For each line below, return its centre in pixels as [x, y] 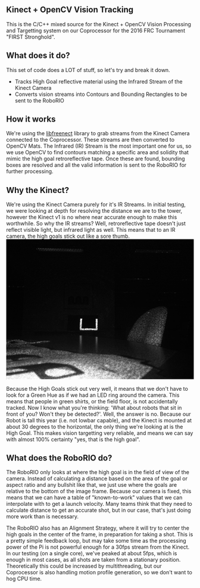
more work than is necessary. [43, 517]
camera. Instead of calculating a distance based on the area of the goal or [97, 478]
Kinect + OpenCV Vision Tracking [70, 10]
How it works [31, 119]
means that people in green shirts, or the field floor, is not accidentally [92, 401]
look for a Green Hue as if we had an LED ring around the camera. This [93, 395]
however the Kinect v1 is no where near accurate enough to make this [92, 217]
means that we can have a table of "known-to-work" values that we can [94, 497]
